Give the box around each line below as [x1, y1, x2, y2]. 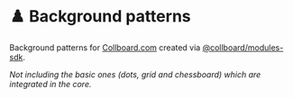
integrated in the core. [9, 78, 92, 89]
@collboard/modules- [202, 41, 284, 53]
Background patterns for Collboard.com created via [9, 41, 201, 53]
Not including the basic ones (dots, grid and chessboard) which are [9, 68, 261, 80]
